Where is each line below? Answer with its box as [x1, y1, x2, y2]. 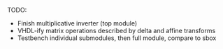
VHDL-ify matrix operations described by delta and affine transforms [17, 27, 216, 35]
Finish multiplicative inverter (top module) [17, 19, 138, 27]
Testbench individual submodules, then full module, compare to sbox [17, 34, 217, 42]
